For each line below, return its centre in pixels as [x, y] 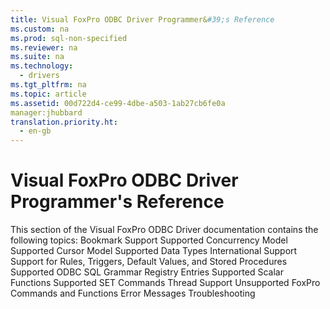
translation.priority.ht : [64, 122]
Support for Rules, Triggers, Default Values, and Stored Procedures [149, 262]
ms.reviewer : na [44, 47]
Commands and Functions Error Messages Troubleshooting [133, 293]
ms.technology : [42, 66]
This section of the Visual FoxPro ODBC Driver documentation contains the [164, 230]
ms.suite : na [37, 57]
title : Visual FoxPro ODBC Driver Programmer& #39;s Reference [142, 19]
